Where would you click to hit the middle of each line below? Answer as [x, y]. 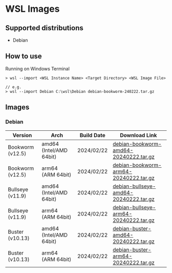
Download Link [138, 135]
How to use [24, 56]
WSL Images [33, 9]
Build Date [93, 135]
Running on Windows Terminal [38, 69]
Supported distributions [44, 28]
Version [22, 135]
